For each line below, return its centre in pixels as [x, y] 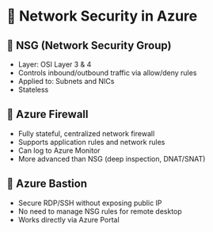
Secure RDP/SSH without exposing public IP [90, 203]
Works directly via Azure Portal [68, 219]
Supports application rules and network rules [91, 142]
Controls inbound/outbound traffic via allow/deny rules [107, 73]
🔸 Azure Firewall [48, 114]
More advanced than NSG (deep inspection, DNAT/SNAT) [112, 158]
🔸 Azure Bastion [47, 184]
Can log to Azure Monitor [59, 150]
